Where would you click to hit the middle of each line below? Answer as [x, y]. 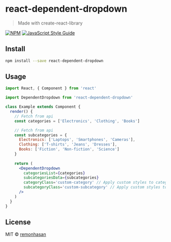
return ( [24, 163]
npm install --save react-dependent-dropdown [54, 61]
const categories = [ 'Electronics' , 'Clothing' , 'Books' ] [77, 121]
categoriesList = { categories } [54, 173]
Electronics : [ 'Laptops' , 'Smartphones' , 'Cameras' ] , [77, 140]
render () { [21, 112]
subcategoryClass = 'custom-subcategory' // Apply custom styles [92, 187]
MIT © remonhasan [26, 234]
